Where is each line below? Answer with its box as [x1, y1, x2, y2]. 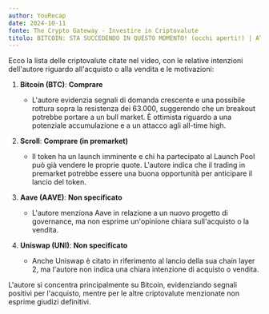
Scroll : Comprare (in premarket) [19, 137, 128, 146]
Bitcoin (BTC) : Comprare [19, 80, 103, 89]
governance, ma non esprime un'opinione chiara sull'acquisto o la [31, 217, 250, 226]
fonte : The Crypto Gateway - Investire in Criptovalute [8, 26, 199, 34]
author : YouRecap [8, 11, 66, 20]
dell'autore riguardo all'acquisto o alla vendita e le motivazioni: [8, 65, 215, 74]
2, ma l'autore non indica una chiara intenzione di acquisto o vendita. [31, 264, 259, 274]
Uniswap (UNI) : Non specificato [19, 240, 128, 250]
